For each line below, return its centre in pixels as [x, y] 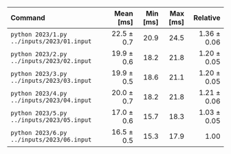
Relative [207, 18]
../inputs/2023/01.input [51, 41]
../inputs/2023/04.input [51, 100]
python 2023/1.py [39, 35]
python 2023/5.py [39, 113]
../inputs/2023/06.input [51, 140]
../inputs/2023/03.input [51, 80]
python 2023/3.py [39, 74]
